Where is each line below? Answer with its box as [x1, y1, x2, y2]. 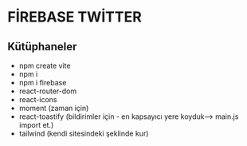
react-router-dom [18, 86, 77, 96]
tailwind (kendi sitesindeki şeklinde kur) [18, 128, 149, 138]
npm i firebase [18, 78, 67, 87]
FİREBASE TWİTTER [7, 8, 143, 26]
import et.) [18, 120, 54, 129]
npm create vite [18, 61, 71, 70]
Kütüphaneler [7, 40, 77, 53]
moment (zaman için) [18, 104, 89, 112]
